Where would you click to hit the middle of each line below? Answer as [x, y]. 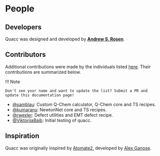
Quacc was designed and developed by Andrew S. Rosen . [65, 39]
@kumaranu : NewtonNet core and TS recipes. [59, 110]
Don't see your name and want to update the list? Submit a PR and [77, 91]
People [20, 9]
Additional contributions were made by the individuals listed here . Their [78, 67]
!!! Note [13, 81]
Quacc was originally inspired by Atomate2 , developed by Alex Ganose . [78, 148]
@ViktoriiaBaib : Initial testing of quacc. [52, 120]
